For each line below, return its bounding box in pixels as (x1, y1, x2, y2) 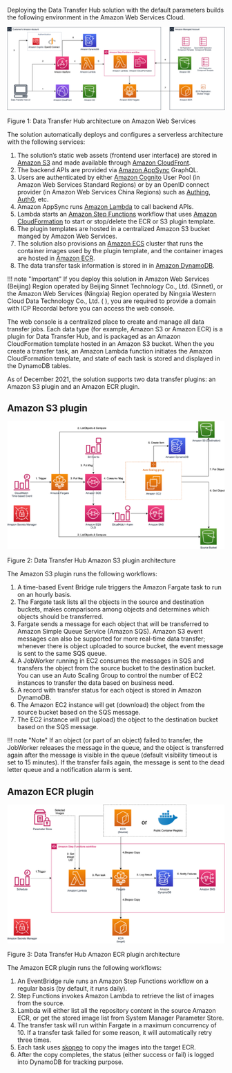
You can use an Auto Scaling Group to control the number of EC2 (17, 671, 202, 680)
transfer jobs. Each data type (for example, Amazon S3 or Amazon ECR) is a (7, 324, 223, 333)
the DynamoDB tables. (7, 361, 71, 369)
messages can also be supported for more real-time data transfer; (17, 634, 206, 643)
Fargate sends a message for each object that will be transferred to (17, 620, 209, 628)
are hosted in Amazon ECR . (17, 254, 95, 262)
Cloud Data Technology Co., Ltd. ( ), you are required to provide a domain (7, 297, 216, 305)
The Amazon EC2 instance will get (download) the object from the (17, 701, 205, 709)
